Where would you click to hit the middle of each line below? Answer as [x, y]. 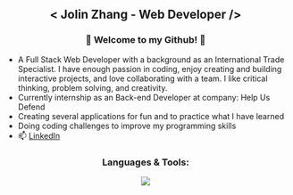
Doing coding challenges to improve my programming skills [127, 126]
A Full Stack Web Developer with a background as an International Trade [151, 59]
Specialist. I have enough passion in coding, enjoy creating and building [150, 69]
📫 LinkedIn [39, 135]
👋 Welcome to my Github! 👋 [146, 40]
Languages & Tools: [146, 162]
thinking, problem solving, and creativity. [92, 87]
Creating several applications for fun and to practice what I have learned [151, 116]
